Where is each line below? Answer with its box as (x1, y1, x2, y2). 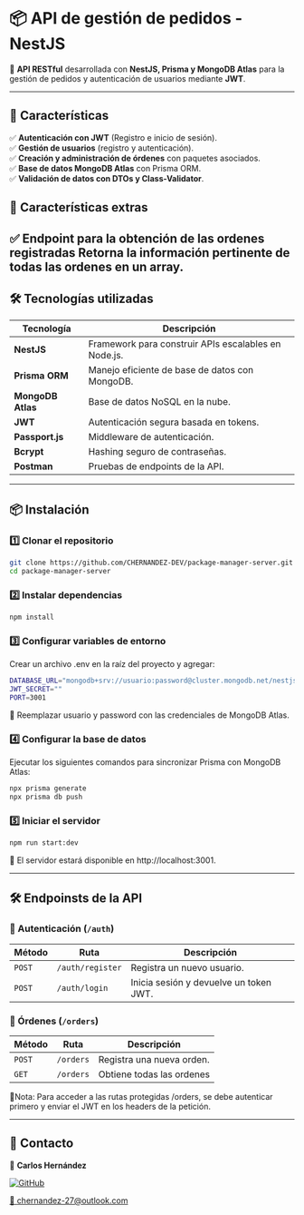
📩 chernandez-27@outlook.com (9, 1195, 128, 1206)
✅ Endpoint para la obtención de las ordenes (9, 230, 265, 246)
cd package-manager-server (9, 566, 111, 575)
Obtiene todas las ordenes (98, 1068, 211, 1081)
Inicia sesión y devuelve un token (130, 975, 272, 988)
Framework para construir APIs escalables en (88, 338, 281, 350)
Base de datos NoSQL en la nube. (88, 396, 231, 408)
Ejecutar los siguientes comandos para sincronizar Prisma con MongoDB (9, 757, 281, 768)
